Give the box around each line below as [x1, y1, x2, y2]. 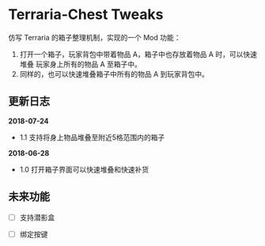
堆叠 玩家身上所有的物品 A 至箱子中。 [19, 59, 142, 69]
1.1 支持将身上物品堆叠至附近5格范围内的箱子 [19, 132, 165, 142]
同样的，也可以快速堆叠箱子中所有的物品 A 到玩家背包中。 [19, 69, 210, 78]
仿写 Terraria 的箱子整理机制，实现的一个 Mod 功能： [8, 32, 181, 42]
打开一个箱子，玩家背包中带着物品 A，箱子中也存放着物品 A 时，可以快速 [19, 49, 257, 59]
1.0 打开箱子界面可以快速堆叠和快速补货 [19, 165, 149, 174]
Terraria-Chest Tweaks [8, 6, 164, 24]
